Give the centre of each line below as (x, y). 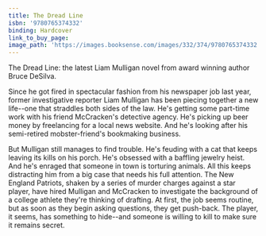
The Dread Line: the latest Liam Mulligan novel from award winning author (129, 68)
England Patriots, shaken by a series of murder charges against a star (122, 183)
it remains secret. (37, 225)
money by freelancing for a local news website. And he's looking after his (128, 126)
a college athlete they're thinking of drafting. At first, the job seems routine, (131, 200)
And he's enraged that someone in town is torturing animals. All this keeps (130, 166)
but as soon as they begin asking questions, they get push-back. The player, (133, 208)
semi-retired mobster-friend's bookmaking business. (94, 134)
